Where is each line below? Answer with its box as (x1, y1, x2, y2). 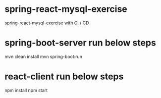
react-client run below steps (4, 71, 124, 82)
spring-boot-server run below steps (4, 37, 157, 49)
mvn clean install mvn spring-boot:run (4, 53, 83, 59)
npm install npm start (4, 87, 48, 93)
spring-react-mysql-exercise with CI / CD (4, 20, 89, 26)
